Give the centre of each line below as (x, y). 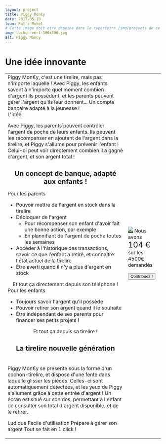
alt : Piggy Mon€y (23, 38)
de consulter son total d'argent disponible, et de (63, 405)
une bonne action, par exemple (60, 229)
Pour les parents (27, 193)
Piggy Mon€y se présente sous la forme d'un (60, 368)
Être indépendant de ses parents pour (60, 314)
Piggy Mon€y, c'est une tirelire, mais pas (55, 77)
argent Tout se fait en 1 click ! (42, 429)
